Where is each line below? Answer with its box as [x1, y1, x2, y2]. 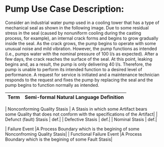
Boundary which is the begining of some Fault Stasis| [5, 136, 113, 142]
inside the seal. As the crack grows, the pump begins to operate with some [5, 40, 156, 46]
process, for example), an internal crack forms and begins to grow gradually [5, 35, 159, 41]
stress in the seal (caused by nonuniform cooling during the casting [5, 30, 141, 36]
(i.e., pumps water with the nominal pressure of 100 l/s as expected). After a [5, 50, 158, 57]
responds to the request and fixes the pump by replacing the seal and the [5, 77, 153, 83]
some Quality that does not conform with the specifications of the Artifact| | [5, 111, 158, 117]
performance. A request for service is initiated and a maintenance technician [5, 72, 160, 77]
